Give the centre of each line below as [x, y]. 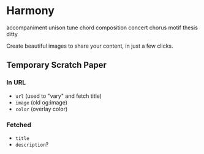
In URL [16, 82]
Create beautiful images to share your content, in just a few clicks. [90, 46]
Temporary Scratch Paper [57, 65]
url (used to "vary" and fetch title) [59, 96]
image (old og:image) [41, 102]
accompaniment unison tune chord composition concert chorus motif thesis [102, 28]
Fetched [19, 125]
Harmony [31, 11]
